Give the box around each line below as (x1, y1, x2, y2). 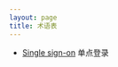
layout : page (9, 13, 58, 22)
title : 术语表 (9, 21, 58, 30)
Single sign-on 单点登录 (21, 46, 109, 58)
